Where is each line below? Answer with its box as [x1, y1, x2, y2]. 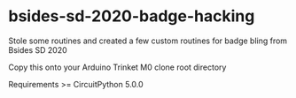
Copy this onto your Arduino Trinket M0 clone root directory [8, 62, 227, 72]
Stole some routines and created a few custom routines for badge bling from [8, 35, 288, 46]
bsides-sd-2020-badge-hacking [8, 6, 255, 26]
